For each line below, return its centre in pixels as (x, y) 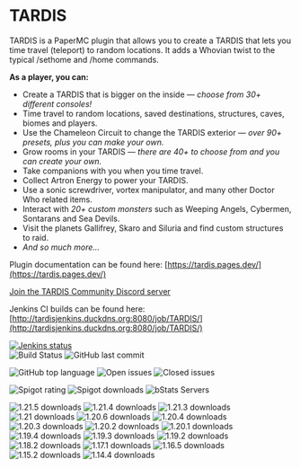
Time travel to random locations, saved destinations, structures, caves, (153, 113)
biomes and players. (60, 123)
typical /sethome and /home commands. (84, 59)
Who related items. (57, 199)
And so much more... (61, 247)
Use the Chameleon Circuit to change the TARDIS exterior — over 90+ (152, 132)
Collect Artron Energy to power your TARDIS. (105, 180)
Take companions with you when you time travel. (113, 171)
